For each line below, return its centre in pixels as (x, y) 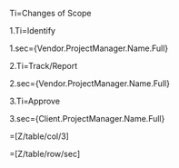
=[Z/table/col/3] (40, 136)
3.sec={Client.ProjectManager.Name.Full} (87, 119)
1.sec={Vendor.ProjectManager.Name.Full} (89, 48)
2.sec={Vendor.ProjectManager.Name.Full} (90, 84)
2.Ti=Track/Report (44, 66)
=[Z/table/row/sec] (45, 154)
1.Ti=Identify (33, 30)
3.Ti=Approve (35, 101)
